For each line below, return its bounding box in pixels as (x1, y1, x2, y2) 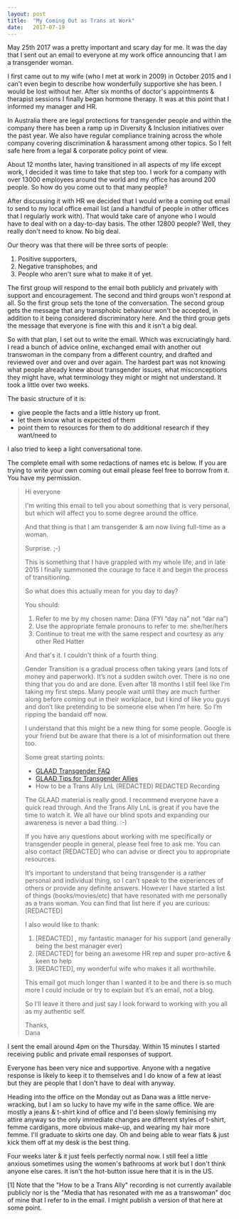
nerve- (191, 1093, 211, 1101)
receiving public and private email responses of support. (7, 1050, 173, 1059)
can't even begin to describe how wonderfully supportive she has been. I (7, 80, 222, 88)
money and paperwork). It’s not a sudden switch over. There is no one (24, 673, 230, 681)
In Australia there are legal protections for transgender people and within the (7, 116, 232, 125)
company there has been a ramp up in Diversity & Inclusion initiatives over (7, 124, 225, 133)
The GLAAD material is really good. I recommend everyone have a (24, 796, 219, 804)
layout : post (7, 10, 46, 18)
